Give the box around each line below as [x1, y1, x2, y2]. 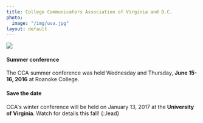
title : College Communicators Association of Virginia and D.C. [6, 8, 173, 15]
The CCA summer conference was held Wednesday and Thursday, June [6, 69, 188, 76]
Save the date [6, 90, 42, 97]
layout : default [6, 25, 47, 32]
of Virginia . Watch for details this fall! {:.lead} [6, 110, 120, 117]
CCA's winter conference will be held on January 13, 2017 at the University [6, 103, 194, 110]
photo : [6, 15, 23, 21]
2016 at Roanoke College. [15, 76, 80, 83]
